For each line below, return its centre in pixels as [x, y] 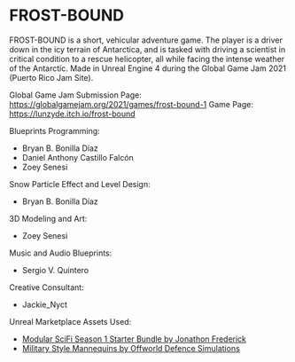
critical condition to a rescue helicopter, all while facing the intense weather [147, 59]
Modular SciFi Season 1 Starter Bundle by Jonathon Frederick [134, 339]
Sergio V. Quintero [55, 270]
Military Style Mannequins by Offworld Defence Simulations [131, 348]
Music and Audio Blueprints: [61, 253]
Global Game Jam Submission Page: [75, 95]
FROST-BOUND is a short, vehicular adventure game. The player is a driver [146, 40]
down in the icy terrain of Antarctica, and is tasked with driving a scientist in [147, 49]
